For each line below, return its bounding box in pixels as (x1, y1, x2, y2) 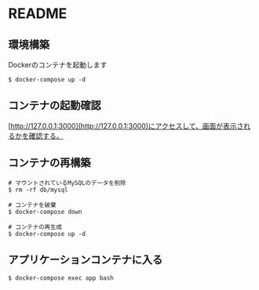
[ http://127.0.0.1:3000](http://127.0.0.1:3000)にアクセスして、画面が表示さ (8, 121, 244, 130)
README (8, 5, 67, 23)
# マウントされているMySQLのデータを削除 (8, 179, 127, 187)
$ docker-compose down (8, 208, 82, 216)
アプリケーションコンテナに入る (8, 253, 163, 266)
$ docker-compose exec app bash (8, 274, 114, 282)
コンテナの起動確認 (8, 99, 101, 112)
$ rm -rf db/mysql (8, 186, 68, 194)
